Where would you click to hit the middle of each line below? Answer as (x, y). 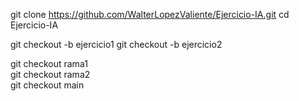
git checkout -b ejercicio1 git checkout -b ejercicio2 (116, 44)
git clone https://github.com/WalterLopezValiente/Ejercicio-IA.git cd (150, 14)
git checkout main (47, 85)
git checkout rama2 (50, 74)
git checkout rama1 (49, 63)
